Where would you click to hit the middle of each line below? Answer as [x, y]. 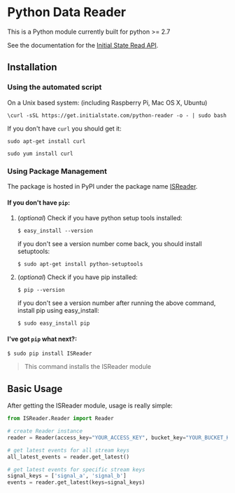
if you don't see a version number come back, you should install [109, 244]
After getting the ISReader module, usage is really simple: [90, 406]
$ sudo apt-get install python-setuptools [80, 264]
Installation [32, 67]
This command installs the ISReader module [88, 367]
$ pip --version [41, 290]
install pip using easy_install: [58, 311]
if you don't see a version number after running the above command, [116, 303]
